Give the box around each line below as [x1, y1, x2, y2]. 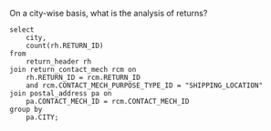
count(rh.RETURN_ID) [26, 41, 104, 50]
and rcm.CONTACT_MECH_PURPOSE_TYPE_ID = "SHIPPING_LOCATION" [26, 81, 263, 90]
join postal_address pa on [9, 89, 112, 98]
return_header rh [26, 57, 92, 66]
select [9, 25, 35, 35]
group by [9, 105, 43, 114]
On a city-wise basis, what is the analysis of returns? [9, 8, 208, 18]
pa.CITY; [26, 113, 59, 122]
